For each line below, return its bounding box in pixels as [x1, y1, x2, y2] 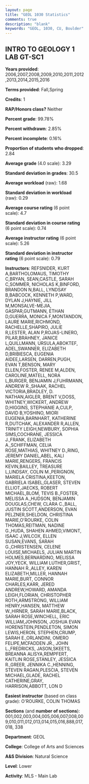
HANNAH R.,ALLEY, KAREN [5, 565, 62, 571]
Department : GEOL [5, 734, 45, 740]
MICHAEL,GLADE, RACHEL [5, 672, 61, 678]
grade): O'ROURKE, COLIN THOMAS [5, 698, 80, 704]
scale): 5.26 [5, 240, 30, 246]
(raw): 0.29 [5, 195, 28, 201]
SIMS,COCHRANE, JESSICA [5, 431, 62, 437]
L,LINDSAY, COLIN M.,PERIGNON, [5, 468, 75, 474]
